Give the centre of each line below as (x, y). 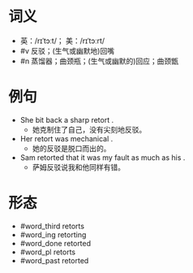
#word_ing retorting (53, 234)
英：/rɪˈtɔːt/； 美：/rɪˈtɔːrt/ (62, 41)
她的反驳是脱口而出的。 (71, 148)
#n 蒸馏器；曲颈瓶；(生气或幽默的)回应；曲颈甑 (99, 61)
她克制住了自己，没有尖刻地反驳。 (89, 129)
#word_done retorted (56, 243)
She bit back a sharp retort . (67, 119)
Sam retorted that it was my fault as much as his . (103, 157)
